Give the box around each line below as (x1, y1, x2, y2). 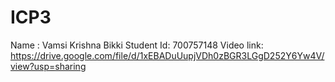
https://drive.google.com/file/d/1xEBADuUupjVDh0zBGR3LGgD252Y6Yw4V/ (10, 49, 325, 61)
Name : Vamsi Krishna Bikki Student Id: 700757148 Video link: (10, 39, 264, 51)
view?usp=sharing (10, 60, 87, 72)
